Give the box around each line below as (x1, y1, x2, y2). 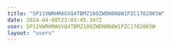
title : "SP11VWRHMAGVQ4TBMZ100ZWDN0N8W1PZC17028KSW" (7, 10, 165, 17)
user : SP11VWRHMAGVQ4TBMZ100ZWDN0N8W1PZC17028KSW (7, 23, 156, 30)
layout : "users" (7, 29, 55, 37)
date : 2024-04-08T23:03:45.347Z (7, 17, 102, 23)
